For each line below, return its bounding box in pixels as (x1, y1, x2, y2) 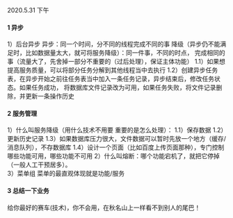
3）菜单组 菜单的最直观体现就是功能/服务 (7, 169, 125, 178)
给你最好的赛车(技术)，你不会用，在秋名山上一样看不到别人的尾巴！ (7, 203, 201, 212)
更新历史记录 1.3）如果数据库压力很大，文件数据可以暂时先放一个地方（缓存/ (7, 135, 226, 143)
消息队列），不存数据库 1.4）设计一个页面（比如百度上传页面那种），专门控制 (7, 143, 225, 151)
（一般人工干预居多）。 (7, 160, 72, 169)
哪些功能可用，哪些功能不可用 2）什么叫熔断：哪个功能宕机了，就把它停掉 (7, 152, 220, 160)
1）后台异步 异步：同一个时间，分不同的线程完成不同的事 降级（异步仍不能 (7, 40, 220, 49)
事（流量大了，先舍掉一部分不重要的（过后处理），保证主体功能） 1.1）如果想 (7, 58, 226, 66)
